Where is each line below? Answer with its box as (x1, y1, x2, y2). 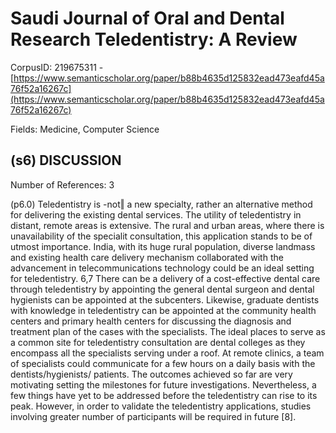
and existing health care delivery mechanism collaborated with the (10, 251, 284, 263)
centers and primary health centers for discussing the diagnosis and (10, 315, 292, 327)
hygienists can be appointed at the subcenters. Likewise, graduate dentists (10, 293, 320, 306)
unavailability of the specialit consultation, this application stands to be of (10, 230, 313, 242)
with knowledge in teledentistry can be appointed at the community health (10, 304, 317, 316)
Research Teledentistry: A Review (10, 28, 298, 51)
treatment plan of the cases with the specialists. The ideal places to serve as (10, 325, 326, 337)
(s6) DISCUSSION (10, 152, 122, 169)
